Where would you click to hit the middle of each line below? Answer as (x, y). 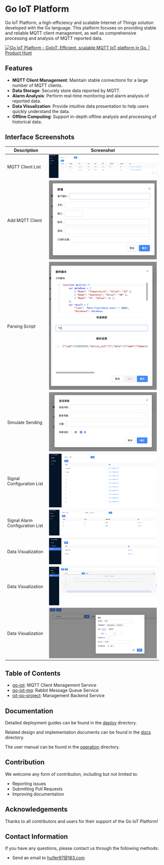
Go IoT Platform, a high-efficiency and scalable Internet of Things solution (79, 23)
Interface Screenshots (40, 137)
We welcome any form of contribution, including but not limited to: (72, 774)
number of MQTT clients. (37, 85)
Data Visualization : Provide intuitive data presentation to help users (80, 106)
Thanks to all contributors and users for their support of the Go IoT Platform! (82, 821)
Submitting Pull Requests (37, 789)
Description (26, 150)
